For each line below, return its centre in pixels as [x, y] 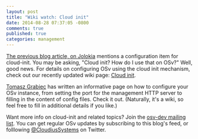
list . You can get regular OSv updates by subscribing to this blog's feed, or [97, 123]
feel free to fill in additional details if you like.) [62, 105]
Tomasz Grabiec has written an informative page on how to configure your [97, 86]
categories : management [36, 39]
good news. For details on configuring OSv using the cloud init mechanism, [98, 69]
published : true [26, 34]
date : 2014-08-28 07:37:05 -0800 [48, 23]
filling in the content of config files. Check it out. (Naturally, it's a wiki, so [95, 99]
